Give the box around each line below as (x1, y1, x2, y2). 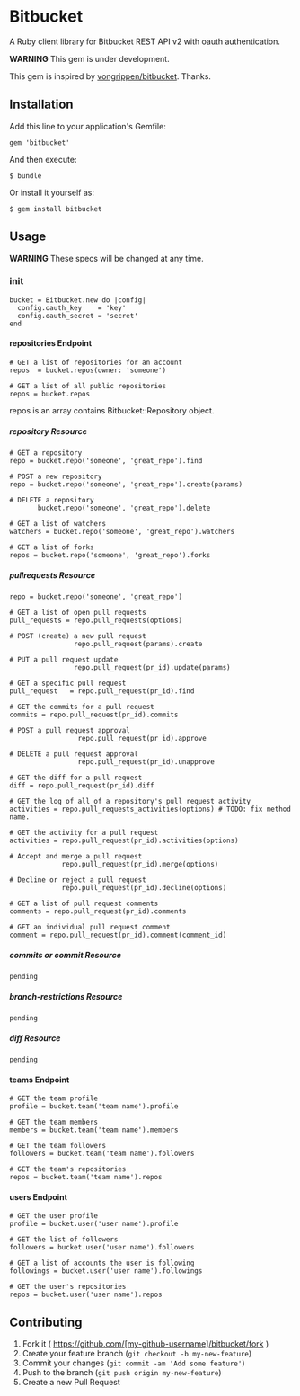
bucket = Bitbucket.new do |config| (9, 295, 146, 305)
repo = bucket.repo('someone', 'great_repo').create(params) (9, 480, 243, 489)
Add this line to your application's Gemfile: (9, 120, 166, 131)
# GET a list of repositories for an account (9, 358, 182, 368)
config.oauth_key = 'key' (17, 303, 127, 312)
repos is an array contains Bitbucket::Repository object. (9, 405, 215, 416)
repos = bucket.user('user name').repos (9, 1290, 163, 1300)
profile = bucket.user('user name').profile (9, 1220, 179, 1229)
